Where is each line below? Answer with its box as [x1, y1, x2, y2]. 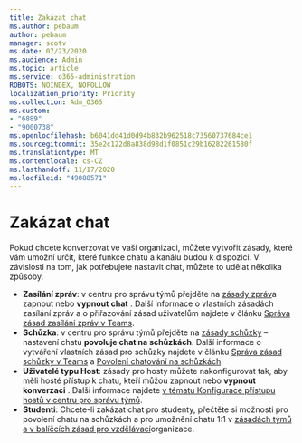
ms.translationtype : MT [9, 148, 99, 157]
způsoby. [9, 271, 43, 282]
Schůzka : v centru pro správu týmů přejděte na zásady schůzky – [22, 327, 269, 338]
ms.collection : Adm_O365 [9, 97, 103, 107]
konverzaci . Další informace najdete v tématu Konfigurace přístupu [22, 385, 276, 396]
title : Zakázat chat [9, 13, 88, 23]
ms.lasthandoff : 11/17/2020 [9, 165, 116, 174]
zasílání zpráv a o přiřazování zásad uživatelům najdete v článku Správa [22, 308, 291, 319]
